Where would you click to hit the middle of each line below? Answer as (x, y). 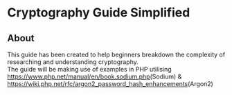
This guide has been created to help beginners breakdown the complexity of (116, 54)
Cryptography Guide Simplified (99, 13)
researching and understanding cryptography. (73, 62)
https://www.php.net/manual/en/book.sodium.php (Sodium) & (95, 76)
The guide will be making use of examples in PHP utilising (89, 69)
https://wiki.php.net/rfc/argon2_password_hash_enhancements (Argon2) (110, 84)
